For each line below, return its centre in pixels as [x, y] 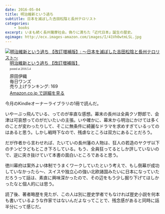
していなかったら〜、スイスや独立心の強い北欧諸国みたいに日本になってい [80, 172]
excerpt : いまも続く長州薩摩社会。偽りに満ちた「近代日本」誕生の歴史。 [70, 32]
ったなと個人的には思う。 [31, 184]
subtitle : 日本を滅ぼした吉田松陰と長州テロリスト [51, 19]
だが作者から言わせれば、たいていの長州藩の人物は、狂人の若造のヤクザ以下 [82, 143]
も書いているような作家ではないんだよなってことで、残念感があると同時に [80, 201]
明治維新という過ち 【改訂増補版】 [45, 63]
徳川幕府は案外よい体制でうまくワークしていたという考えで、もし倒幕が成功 [82, 165]
